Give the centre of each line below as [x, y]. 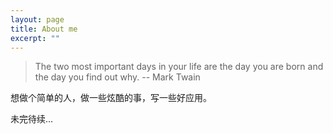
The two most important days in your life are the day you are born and [179, 67]
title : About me [44, 29]
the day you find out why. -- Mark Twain [117, 77]
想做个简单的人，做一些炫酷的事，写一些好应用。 [111, 98]
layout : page [37, 19]
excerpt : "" [35, 38]
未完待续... [32, 119]
